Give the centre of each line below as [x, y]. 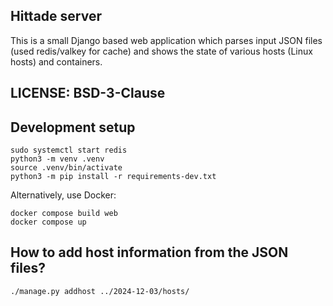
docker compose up [48, 222]
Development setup [73, 127]
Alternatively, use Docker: [63, 195]
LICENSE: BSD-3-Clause [88, 93]
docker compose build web [64, 214]
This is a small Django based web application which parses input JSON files [166, 40]
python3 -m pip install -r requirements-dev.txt [113, 177]
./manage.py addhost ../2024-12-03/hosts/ [100, 291]
